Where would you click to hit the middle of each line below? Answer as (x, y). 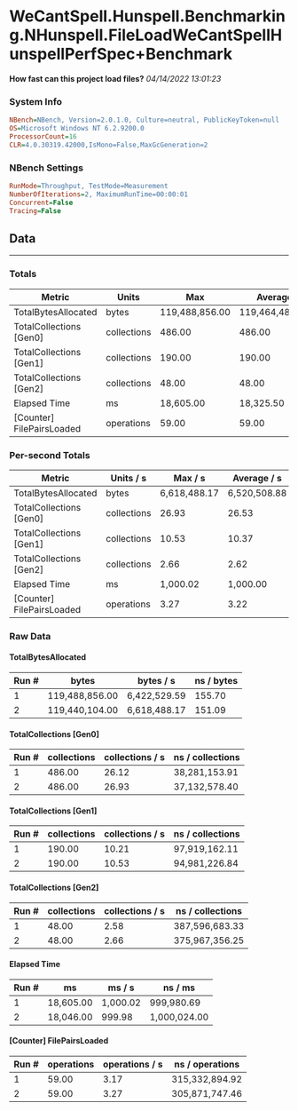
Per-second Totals (50, 455)
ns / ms (179, 988)
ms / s (121, 988)
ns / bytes (216, 681)
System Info (36, 101)
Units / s (129, 478)
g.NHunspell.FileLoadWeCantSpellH (145, 35)
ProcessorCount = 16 (43, 136)
